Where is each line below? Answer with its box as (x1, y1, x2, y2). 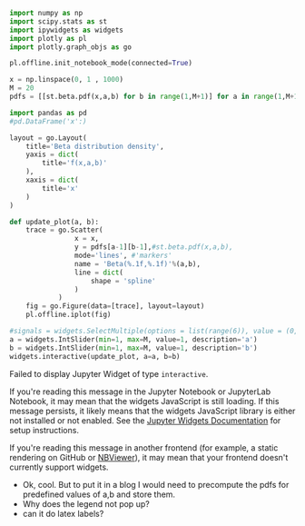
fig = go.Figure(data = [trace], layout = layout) (25, 302, 205, 311)
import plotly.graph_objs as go (9, 42, 132, 52)
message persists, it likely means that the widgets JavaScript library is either (9, 405, 296, 416)
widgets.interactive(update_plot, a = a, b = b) (9, 352, 181, 361)
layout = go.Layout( (9, 133, 88, 143)
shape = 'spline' (90, 276, 156, 285)
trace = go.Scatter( (25, 225, 103, 235)
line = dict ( (74, 268, 124, 277)
